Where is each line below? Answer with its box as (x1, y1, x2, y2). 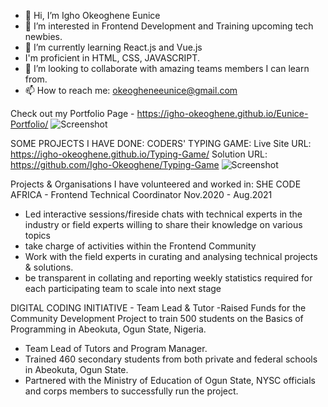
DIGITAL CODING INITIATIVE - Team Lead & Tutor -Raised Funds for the (10, 302, 307, 314)
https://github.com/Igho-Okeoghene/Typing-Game (10, 159, 220, 170)
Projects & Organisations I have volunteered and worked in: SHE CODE (10, 178, 302, 190)
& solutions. (24, 261, 74, 273)
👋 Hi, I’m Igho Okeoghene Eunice (24, 10, 161, 21)
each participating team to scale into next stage (24, 283, 222, 294)
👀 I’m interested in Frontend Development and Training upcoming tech (24, 20, 314, 32)
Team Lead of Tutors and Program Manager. (24, 343, 208, 354)
